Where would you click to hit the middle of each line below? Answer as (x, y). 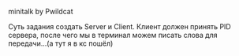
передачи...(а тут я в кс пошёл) (61, 43)
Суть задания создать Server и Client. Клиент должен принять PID (119, 26)
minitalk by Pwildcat (41, 11)
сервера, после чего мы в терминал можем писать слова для (113, 35)
